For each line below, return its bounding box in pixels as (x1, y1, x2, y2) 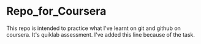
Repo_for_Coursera (6, 4, 107, 18)
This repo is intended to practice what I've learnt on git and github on (6, 24, 181, 32)
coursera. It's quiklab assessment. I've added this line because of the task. (6, 31, 195, 38)
